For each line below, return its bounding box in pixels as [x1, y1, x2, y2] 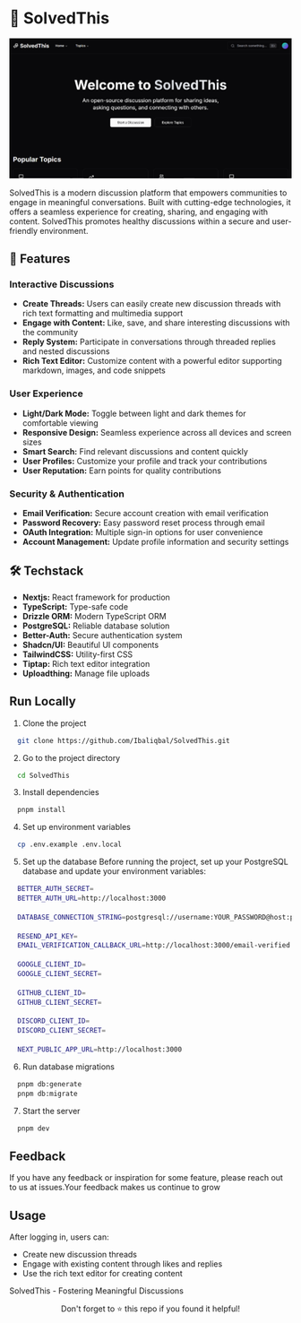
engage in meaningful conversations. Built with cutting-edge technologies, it [9, 196, 291, 207]
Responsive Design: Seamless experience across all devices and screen [21, 427, 292, 437]
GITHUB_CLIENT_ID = [17, 988, 87, 998]
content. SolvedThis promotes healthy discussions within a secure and [9, 215, 271, 227]
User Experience [9, 387, 83, 400]
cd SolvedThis [17, 771, 70, 780]
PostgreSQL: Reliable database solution [21, 620, 170, 631]
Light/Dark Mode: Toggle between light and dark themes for [21, 408, 246, 419]
